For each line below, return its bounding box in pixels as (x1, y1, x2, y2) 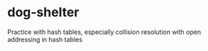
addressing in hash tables (7, 35, 83, 43)
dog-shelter (7, 4, 80, 21)
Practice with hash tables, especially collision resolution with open (7, 28, 201, 36)
